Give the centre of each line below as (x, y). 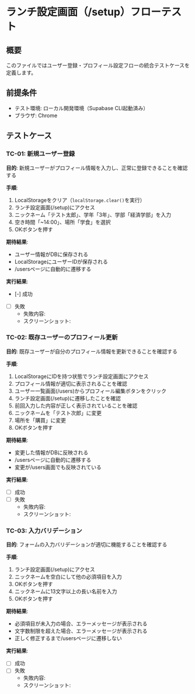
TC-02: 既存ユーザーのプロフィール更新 (62, 338)
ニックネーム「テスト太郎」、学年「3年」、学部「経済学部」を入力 (93, 215)
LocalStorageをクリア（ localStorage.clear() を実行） (80, 200)
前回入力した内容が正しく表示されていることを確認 (76, 406)
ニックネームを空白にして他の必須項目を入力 (68, 577)
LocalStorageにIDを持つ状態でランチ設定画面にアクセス (81, 376)
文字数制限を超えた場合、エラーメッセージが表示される (81, 631)
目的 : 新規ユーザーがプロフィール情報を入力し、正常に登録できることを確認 (97, 168)
